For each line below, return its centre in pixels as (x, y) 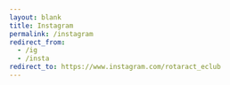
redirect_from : (37, 42)
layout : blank (36, 17)
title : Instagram (41, 26)
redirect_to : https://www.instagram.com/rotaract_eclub (115, 67)
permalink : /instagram (51, 34)
